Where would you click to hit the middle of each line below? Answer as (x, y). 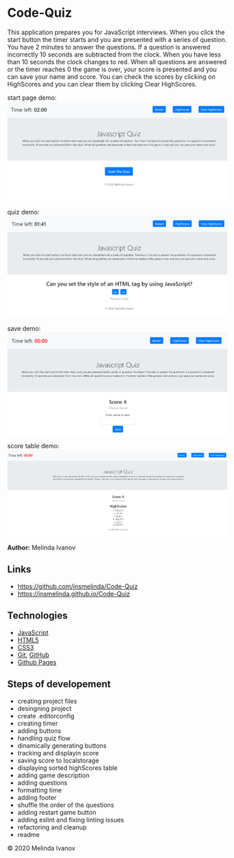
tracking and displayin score (58, 753)
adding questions (42, 783)
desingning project (44, 708)
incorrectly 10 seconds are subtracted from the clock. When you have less (114, 54)
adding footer (37, 797)
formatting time (39, 790)
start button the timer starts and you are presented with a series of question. (117, 39)
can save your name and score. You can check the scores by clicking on (111, 76)
